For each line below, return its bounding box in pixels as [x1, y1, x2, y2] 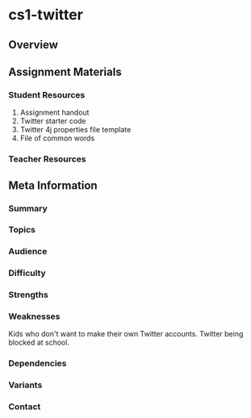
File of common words [19, 133, 95, 143]
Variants [8, 379, 43, 391]
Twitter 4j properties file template [19, 125, 132, 135]
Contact [8, 401, 41, 412]
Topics [8, 224, 36, 236]
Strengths [8, 289, 48, 300]
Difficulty [8, 268, 46, 279]
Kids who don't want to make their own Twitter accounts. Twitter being [8, 329, 244, 339]
